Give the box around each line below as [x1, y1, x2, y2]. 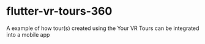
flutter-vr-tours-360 [6, 4, 113, 18]
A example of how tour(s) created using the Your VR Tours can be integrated [6, 24, 199, 32]
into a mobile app [6, 31, 50, 38]
